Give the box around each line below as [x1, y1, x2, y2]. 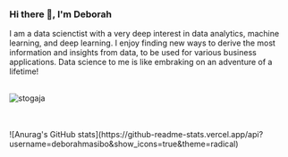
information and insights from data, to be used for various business [9, 47, 257, 58]
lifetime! [9, 66, 39, 77]
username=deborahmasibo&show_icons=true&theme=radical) [9, 138, 239, 150]
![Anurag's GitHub [9, 129, 76, 140]
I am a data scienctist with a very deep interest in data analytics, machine [9, 29, 280, 39]
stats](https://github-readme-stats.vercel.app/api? [77, 129, 264, 140]
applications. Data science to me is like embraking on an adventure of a [9, 57, 273, 68]
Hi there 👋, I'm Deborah [9, 8, 112, 21]
